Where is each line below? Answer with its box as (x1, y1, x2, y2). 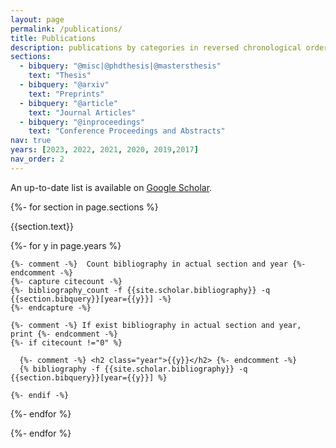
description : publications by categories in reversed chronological (10, 42, 302, 53)
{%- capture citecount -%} (10, 276, 123, 286)
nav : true (10, 136, 52, 146)
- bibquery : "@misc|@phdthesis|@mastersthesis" (19, 61, 222, 71)
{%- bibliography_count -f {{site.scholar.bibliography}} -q (10, 285, 271, 295)
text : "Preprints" (28, 89, 105, 99)
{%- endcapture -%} (10, 302, 92, 313)
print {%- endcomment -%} (10, 329, 118, 339)
